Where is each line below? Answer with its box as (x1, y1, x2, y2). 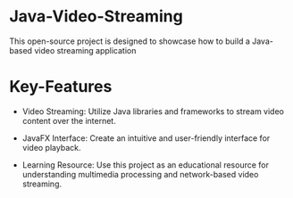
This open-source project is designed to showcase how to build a (9, 36, 250, 46)
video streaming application (34, 45, 137, 55)
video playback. (21, 142, 81, 153)
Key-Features (9, 77, 113, 97)
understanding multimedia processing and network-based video (21, 169, 259, 179)
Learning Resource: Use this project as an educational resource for (21, 159, 270, 170)
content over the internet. (21, 115, 116, 126)
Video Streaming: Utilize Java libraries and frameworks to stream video (21, 105, 284, 117)
